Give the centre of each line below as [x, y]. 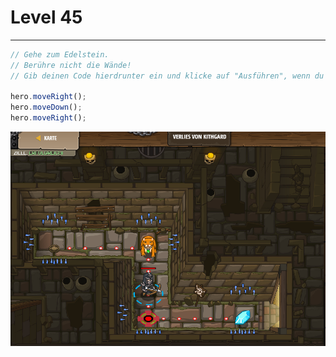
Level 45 [46, 17]
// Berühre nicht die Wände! [71, 65]
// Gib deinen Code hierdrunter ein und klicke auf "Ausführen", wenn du [167, 76]
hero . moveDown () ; [46, 107]
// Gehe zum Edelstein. [60, 54]
